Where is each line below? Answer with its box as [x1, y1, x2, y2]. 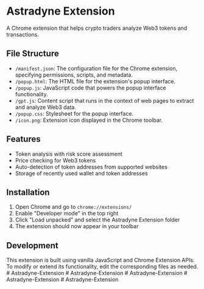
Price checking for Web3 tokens [15, 156, 96, 164]
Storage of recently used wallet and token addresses [15, 169, 148, 177]
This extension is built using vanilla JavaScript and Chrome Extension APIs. [6, 257, 195, 264]
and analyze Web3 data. [15, 103, 76, 111]
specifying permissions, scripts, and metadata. [15, 71, 133, 78]
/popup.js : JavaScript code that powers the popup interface [15, 84, 166, 91]
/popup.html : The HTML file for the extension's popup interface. [15, 77, 175, 85]
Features [6, 134, 41, 144]
